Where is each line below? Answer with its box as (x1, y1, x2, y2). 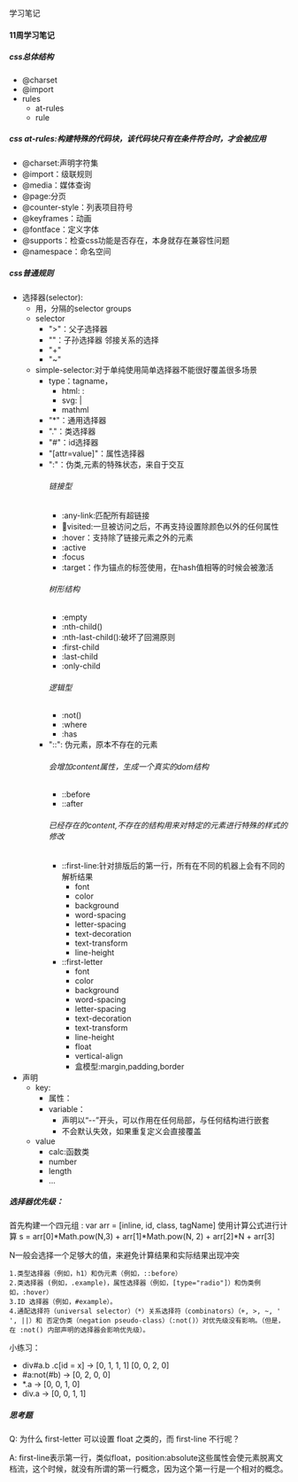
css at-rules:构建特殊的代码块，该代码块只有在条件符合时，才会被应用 (9, 134, 267, 144)
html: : (61, 385, 85, 396)
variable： (48, 1103, 86, 1114)
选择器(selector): (21, 291, 84, 303)
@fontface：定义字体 (21, 224, 99, 235)
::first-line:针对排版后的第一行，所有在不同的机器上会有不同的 (61, 860, 286, 870)
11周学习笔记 (9, 29, 56, 40)
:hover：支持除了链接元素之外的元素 (61, 532, 194, 543)
